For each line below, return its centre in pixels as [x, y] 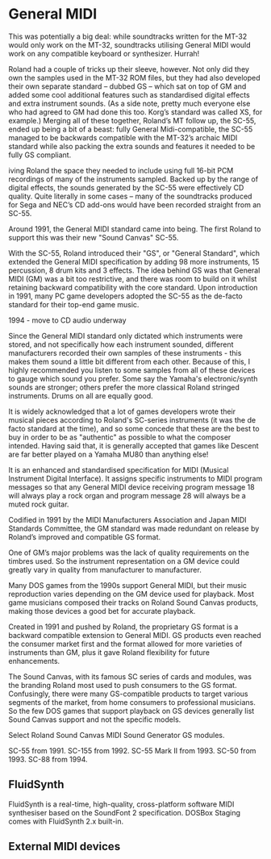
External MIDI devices [65, 846]
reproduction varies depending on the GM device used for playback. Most [131, 594]
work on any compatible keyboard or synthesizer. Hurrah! [104, 53]
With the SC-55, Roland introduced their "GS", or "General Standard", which [134, 253]
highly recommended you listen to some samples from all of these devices [132, 370]
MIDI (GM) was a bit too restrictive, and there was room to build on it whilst [133, 278]
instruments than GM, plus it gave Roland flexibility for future [109, 652]
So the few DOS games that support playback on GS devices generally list [131, 711]
